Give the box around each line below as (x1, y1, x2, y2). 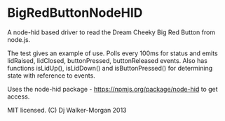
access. (7, 92, 30, 101)
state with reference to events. (7, 71, 96, 80)
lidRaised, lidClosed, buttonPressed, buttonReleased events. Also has (7, 56, 208, 64)
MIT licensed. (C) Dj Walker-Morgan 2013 (7, 106, 127, 114)
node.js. (7, 35, 31, 43)
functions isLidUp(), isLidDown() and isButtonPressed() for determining (7, 64, 213, 72)
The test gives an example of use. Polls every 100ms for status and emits (7, 49, 219, 57)
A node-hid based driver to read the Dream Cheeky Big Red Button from (7, 28, 216, 36)
